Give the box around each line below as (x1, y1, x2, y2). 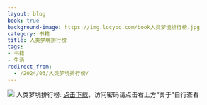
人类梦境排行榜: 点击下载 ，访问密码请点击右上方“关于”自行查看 (16, 90, 200, 99)
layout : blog (7, 10, 46, 18)
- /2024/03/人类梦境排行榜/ (13, 70, 89, 77)
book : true (7, 17, 40, 24)
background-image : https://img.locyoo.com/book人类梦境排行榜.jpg (7, 23, 201, 31)
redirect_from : (7, 63, 52, 70)
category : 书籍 (7, 30, 50, 38)
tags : (7, 43, 23, 50)
